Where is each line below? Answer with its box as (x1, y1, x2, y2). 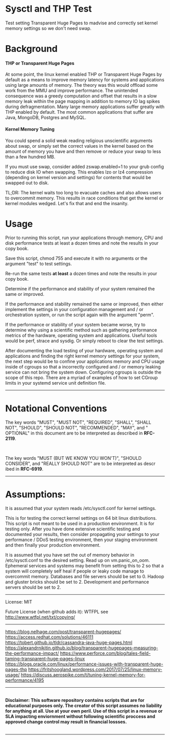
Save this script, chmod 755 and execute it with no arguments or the (5, 255, 148, 261)
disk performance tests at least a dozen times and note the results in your (5, 240, 159, 246)
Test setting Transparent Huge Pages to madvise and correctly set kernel (5, 20, 158, 26)
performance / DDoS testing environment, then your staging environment (5, 536, 158, 543)
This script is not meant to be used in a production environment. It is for (5, 521, 155, 527)
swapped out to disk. (5, 180, 49, 186)
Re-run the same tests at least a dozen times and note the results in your (5, 271, 157, 277)
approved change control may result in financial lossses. (5, 719, 127, 725)
